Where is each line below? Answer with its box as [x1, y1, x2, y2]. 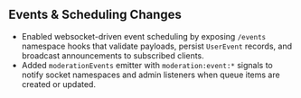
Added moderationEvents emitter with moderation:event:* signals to [21, 59, 273, 70]
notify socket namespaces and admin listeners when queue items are [21, 69, 281, 80]
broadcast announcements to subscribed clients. [21, 49, 204, 61]
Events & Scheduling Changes [8, 7, 183, 22]
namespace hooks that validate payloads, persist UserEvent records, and [21, 40, 293, 51]
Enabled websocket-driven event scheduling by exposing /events [21, 31, 267, 41]
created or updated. [21, 78, 97, 89]
